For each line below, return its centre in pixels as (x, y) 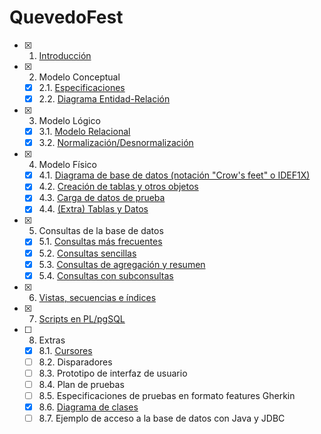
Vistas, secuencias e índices (97, 297)
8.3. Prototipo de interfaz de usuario (113, 373)
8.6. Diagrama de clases (88, 407)
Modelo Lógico (69, 121)
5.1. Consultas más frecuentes (100, 242)
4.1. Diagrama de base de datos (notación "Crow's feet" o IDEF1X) (174, 175)
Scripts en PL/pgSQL (82, 318)
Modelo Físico (67, 165)
